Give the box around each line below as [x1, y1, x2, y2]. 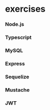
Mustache [5, 87, 30, 93]
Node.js [5, 21, 25, 28]
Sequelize [5, 73, 29, 80]
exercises [5, 3, 46, 15]
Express [5, 60, 25, 67]
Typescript [5, 34, 32, 41]
